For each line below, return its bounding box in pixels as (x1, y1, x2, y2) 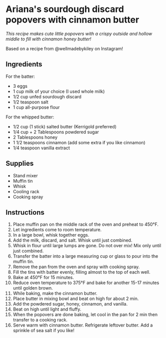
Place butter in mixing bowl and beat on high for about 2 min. (12, 296, 139, 302)
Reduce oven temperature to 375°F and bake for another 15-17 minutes (12, 280, 159, 286)
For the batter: (5, 73, 35, 79)
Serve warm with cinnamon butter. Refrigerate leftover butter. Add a (12, 322, 153, 328)
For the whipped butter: (5, 114, 54, 120)
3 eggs (12, 83, 28, 89)
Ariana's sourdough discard (5, 3, 124, 15)
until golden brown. (12, 285, 53, 291)
